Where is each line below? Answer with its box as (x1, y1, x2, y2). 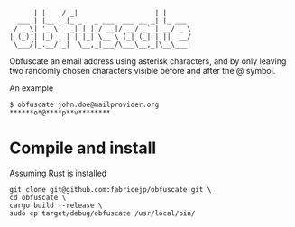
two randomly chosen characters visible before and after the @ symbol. (9, 66, 276, 76)
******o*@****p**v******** (9, 108, 111, 117)
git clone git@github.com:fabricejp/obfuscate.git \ (9, 185, 212, 194)
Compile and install (9, 138, 157, 159)
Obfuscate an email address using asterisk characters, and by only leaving (9, 56, 287, 67)
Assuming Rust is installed (9, 168, 107, 178)
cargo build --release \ (9, 201, 103, 210)
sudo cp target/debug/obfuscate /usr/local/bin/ (9, 208, 196, 218)
